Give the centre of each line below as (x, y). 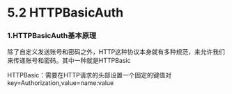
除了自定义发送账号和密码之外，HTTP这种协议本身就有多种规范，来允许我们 (116, 52)
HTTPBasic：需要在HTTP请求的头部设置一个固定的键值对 (90, 75)
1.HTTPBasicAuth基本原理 (52, 36)
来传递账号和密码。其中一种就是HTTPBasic (69, 61)
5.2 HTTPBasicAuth (65, 13)
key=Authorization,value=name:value (61, 83)
